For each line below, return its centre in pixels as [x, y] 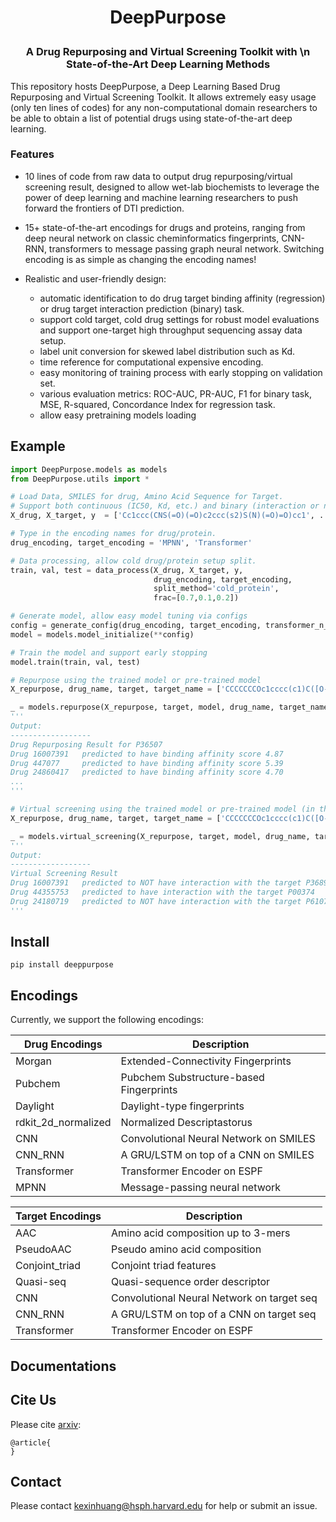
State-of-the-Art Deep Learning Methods [168, 64]
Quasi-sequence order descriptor [191, 1282]
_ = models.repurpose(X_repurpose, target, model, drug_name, [142, 707]
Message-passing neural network [201, 1188]
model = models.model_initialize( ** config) [102, 634]
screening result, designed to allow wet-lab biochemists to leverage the [172, 187]
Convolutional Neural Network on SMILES [218, 1139]
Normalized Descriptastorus [186, 1123]
